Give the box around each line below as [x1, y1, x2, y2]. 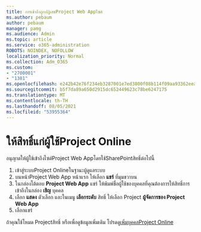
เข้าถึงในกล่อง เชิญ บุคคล [14, 187, 64, 194]
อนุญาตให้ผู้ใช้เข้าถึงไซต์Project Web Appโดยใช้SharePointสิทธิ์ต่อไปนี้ [6, 155, 155, 162]
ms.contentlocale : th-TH [6, 97, 68, 103]
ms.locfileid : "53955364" [6, 109, 71, 115]
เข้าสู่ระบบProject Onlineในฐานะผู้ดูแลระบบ [14, 167, 106, 174]
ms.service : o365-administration [6, 42, 90, 48]
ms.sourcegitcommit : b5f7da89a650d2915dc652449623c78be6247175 [6, 87, 167, 93]
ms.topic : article [6, 36, 52, 42]
